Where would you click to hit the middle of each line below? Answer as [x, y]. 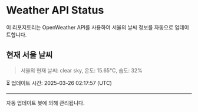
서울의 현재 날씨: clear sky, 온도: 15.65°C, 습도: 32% [82, 70]
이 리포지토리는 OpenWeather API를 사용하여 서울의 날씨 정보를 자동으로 [90, 27]
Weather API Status [55, 10]
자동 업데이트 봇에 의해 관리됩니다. [45, 103]
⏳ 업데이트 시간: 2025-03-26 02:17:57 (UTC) [59, 83]
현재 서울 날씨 [29, 55]
